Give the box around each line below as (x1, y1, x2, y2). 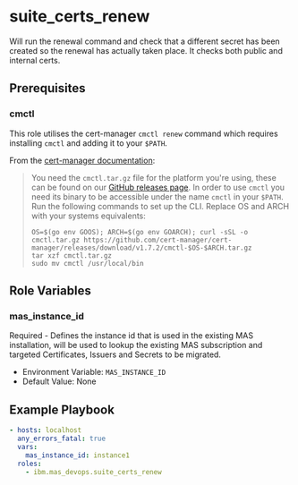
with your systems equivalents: (30, 210, 146, 221)
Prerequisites (9, 81, 86, 96)
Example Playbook (9, 402, 115, 417)
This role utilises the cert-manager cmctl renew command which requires (9, 128, 279, 139)
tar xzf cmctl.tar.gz (30, 251, 112, 260)
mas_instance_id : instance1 (25, 450, 130, 460)
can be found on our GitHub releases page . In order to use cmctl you (30, 182, 285, 192)
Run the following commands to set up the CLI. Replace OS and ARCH (30, 200, 289, 211)
